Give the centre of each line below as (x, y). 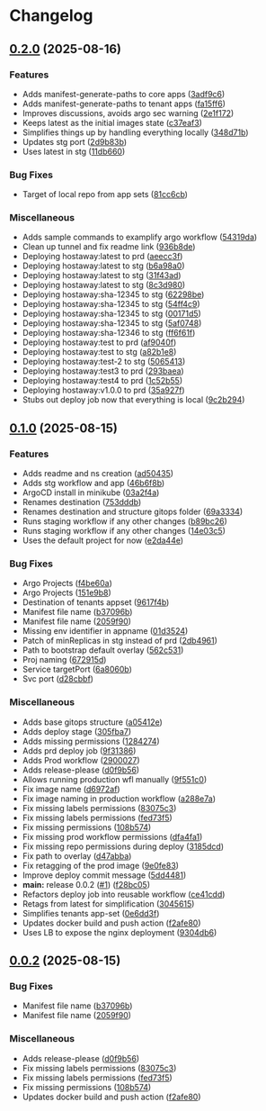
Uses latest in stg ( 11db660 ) (74, 151)
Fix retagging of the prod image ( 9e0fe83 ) (101, 865)
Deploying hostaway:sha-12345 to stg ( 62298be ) (113, 294)
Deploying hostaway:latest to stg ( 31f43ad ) (102, 275)
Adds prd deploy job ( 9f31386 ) (79, 750)
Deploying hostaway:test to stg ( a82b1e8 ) (99, 352)
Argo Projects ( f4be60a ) (67, 583)
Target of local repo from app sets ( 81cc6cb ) (105, 194)
